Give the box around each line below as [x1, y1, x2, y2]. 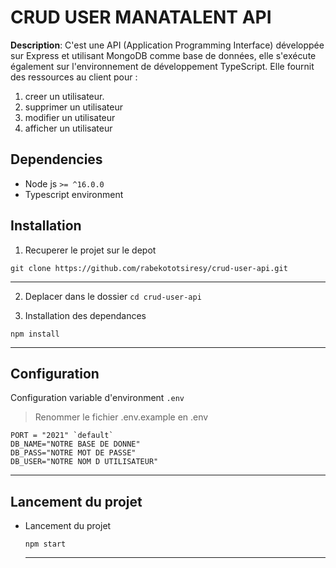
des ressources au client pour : [10, 71, 138, 83]
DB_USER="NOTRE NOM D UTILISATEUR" [10, 457, 159, 467]
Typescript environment [24, 188, 124, 200]
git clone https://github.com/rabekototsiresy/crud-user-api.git [10, 263, 288, 273]
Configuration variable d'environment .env [10, 392, 185, 404]
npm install [10, 329, 60, 339]
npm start [24, 539, 67, 550]
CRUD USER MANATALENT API [10, 6, 272, 29]
